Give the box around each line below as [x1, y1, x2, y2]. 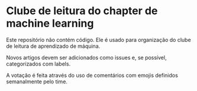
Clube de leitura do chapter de [6, 4, 158, 18]
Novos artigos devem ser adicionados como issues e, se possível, [6, 54, 167, 61]
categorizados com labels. [6, 60, 71, 67]
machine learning [6, 17, 94, 30]
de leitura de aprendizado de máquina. [6, 43, 101, 50]
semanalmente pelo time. [6, 78, 68, 85]
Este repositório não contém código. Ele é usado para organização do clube [6, 36, 191, 43]
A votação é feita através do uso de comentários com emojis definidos [6, 71, 179, 79]
